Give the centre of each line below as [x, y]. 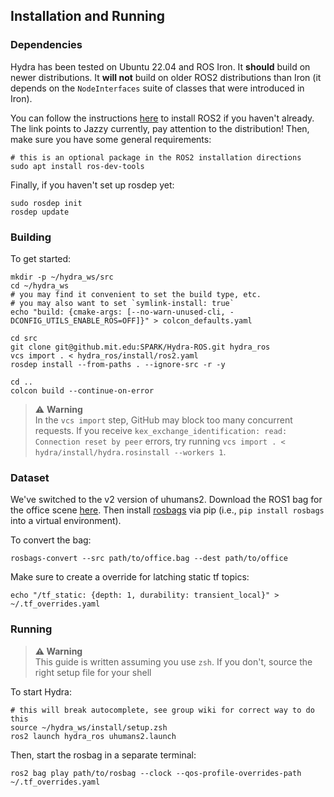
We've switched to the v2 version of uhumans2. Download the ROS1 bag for [166, 500]
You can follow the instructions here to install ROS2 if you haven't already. [162, 118]
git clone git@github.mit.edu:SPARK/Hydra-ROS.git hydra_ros [140, 347]
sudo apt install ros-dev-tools [77, 166]
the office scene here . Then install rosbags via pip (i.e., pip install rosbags [167, 510]
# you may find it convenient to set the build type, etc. [136, 294]
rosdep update [40, 212]
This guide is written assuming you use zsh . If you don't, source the [173, 661]
